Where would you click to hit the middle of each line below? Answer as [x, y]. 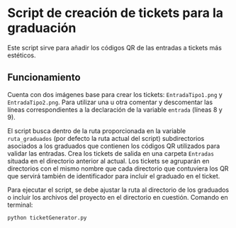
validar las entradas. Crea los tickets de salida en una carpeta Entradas [111, 153]
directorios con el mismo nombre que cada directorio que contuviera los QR [118, 169]
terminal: [20, 205]
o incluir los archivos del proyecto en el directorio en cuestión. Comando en [118, 197]
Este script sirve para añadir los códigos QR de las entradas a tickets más [114, 47]
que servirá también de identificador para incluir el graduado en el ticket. [114, 176]
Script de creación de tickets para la [115, 13]
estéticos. [22, 55]
